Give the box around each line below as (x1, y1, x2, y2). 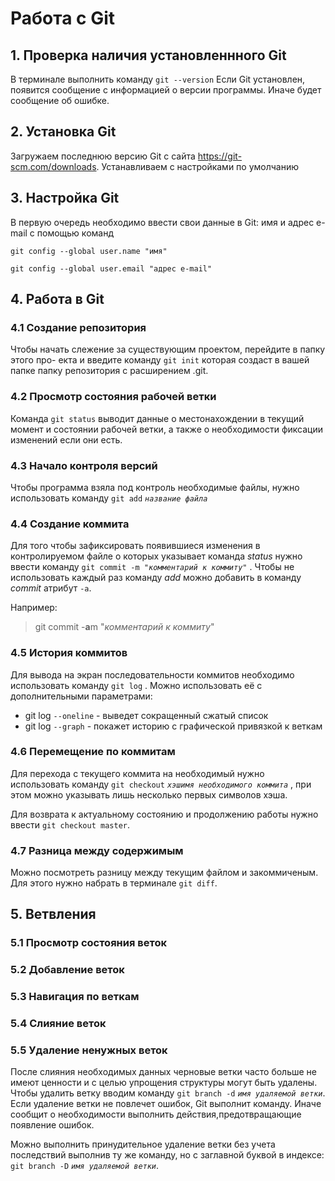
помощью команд (36, 227, 114, 239)
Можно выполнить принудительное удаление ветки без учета (10, 1138, 276, 1151)
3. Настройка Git (10, 190, 120, 207)
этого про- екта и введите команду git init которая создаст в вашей (10, 354, 310, 366)
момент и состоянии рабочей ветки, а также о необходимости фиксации (10, 423, 323, 435)
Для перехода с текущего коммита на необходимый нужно (10, 767, 265, 779)
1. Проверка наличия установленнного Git (10, 47, 287, 64)
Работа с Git (10, 7, 116, 30)
